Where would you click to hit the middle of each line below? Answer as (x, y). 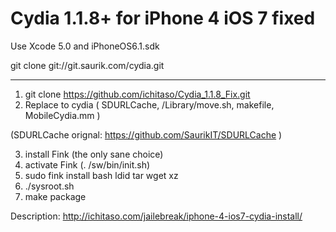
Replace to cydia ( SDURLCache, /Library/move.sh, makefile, (149, 104)
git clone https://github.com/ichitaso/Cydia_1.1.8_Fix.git (137, 94)
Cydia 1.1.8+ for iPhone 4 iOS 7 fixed (163, 18)
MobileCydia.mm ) (62, 115)
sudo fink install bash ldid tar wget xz (101, 175)
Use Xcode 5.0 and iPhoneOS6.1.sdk (85, 46)
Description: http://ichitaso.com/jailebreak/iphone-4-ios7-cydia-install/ (156, 216)
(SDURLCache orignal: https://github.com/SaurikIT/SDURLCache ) (146, 134)
